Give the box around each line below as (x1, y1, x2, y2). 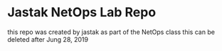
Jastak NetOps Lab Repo (7, 4, 157, 21)
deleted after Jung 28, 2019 (7, 35, 89, 43)
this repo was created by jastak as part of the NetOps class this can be (7, 28, 216, 36)
